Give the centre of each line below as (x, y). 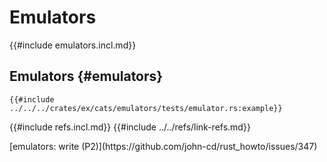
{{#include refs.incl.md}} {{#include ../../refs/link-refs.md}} (130, 127)
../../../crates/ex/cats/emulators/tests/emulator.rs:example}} (146, 108)
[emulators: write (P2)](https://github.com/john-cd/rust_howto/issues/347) (163, 146)
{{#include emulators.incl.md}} (73, 45)
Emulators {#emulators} (86, 76)
